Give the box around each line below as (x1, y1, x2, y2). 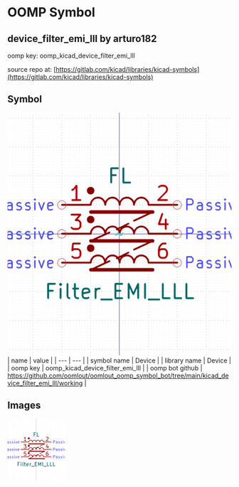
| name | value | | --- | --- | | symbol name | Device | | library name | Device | (7, 356, 231, 365)
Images (7, 400, 41, 412)
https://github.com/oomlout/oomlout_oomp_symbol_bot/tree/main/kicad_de (7, 371, 229, 380)
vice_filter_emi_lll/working (7, 378, 83, 387)
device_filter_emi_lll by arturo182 (7, 33, 157, 45)
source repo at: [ (7, 65, 56, 73)
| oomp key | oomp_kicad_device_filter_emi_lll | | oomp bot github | (7, 363, 203, 372)
